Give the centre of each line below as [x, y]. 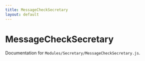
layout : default [22, 14]
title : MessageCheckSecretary [37, 10]
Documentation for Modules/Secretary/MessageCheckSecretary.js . [73, 53]
